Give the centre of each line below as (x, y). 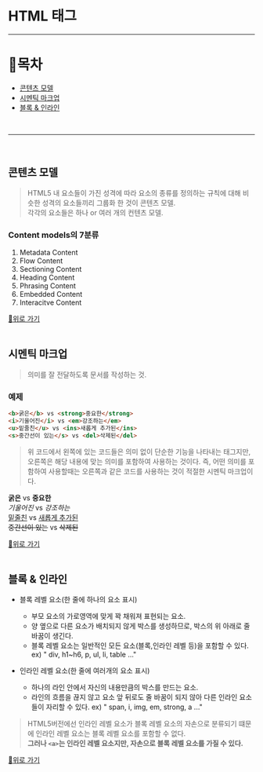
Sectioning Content (50, 269)
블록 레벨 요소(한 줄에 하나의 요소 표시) (78, 600)
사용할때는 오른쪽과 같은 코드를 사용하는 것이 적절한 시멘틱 (137, 471)
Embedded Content (51, 294)
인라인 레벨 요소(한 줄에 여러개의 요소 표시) (85, 671)
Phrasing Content (48, 285)
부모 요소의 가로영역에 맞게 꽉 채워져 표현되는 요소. (108, 617)
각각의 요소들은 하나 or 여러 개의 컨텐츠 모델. (95, 212)
